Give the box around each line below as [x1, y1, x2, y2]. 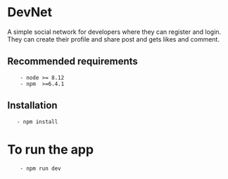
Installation [7, 99, 58, 111]
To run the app [7, 142, 94, 157]
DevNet [7, 4, 53, 20]
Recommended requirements [7, 56, 139, 68]
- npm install [16, 118, 58, 125]
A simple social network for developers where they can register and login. [7, 27, 222, 36]
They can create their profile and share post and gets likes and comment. [7, 35, 220, 43]
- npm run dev [20, 165, 61, 172]
